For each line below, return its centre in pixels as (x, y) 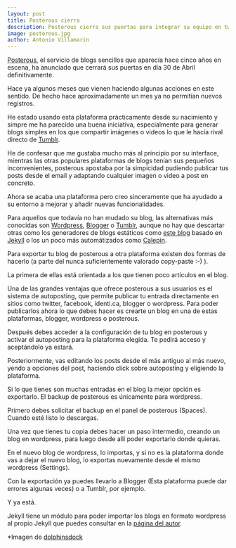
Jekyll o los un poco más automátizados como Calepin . (87, 241)
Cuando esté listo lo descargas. (53, 418)
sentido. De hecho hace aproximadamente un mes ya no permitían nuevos (115, 96)
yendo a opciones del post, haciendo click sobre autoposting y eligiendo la (116, 368)
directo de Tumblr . (34, 140)
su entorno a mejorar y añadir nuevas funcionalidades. (86, 204)
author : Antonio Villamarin (48, 40)
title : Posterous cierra (44, 20)
